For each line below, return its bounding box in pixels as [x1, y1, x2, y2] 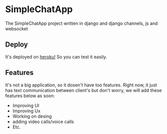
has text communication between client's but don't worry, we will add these [5, 87, 162, 93]
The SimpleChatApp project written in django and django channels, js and [5, 20, 158, 26]
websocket [5, 25, 28, 31]
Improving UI [12, 102, 39, 108]
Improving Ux [12, 108, 41, 114]
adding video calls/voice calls [12, 118, 74, 124]
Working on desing [12, 113, 52, 119]
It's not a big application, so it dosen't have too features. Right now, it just [5, 82, 157, 88]
